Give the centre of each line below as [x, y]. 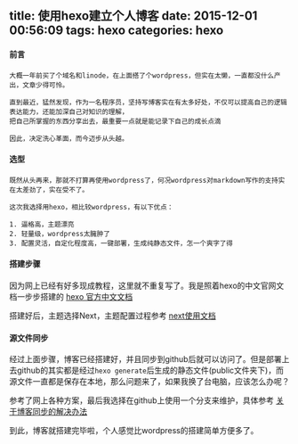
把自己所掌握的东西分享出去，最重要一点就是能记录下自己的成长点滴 [115, 121]
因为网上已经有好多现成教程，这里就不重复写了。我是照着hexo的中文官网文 [147, 285]
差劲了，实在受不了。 [55, 190]
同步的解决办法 [60, 412]
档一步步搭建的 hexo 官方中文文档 [71, 296]
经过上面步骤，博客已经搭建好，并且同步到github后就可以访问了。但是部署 [145, 359]
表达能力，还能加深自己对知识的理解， [69, 111]
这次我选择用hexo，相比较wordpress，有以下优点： [92, 207]
